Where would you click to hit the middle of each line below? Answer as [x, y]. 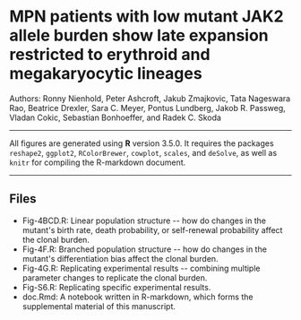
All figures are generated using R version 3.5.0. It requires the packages [142, 143]
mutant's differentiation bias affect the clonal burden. [120, 258]
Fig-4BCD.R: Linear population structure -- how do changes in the [144, 221]
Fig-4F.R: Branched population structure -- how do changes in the [144, 249]
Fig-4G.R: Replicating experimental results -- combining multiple [141, 268]
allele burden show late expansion [139, 35]
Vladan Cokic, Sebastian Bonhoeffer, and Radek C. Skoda [116, 117]
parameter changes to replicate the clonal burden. [115, 277]
